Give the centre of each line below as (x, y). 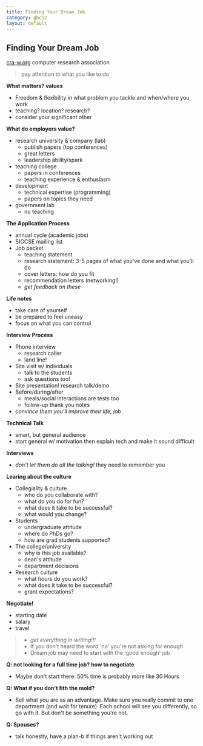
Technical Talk (25, 423)
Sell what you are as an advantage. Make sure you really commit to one (104, 700)
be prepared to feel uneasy (49, 317)
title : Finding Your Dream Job (46, 12)
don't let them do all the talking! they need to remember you (90, 465)
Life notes (19, 299)
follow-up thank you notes (57, 405)
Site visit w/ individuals (44, 366)
